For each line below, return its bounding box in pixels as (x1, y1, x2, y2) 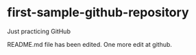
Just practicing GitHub (7, 27, 71, 35)
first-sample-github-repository (7, 5, 189, 20)
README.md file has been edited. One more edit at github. (7, 40, 173, 48)
